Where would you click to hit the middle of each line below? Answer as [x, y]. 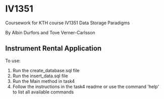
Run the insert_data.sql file [40, 76]
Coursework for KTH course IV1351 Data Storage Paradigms [68, 23]
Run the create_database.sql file [46, 70]
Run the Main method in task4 [44, 81]
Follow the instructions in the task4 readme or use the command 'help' [86, 86]
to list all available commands [43, 92]
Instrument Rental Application [53, 48]
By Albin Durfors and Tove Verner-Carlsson [50, 32]
